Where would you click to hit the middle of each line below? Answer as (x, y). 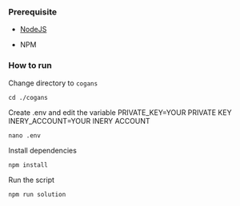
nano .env (25, 135)
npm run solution (37, 194)
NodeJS (33, 30)
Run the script (31, 180)
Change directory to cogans (53, 83)
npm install (28, 165)
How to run (30, 65)
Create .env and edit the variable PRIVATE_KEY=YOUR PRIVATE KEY (120, 112)
